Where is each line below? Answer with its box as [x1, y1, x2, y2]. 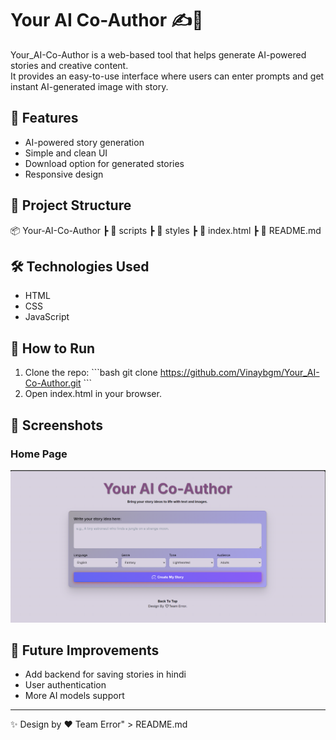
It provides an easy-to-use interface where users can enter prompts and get [10, 70, 325, 82]
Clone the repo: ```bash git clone [24, 367, 158, 379]
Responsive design [24, 168, 104, 180]
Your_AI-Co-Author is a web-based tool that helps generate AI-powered [10, 48, 307, 61]
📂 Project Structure [10, 197, 132, 214]
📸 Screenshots [10, 417, 104, 434]
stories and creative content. [10, 59, 129, 71]
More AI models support [24, 690, 125, 702]
